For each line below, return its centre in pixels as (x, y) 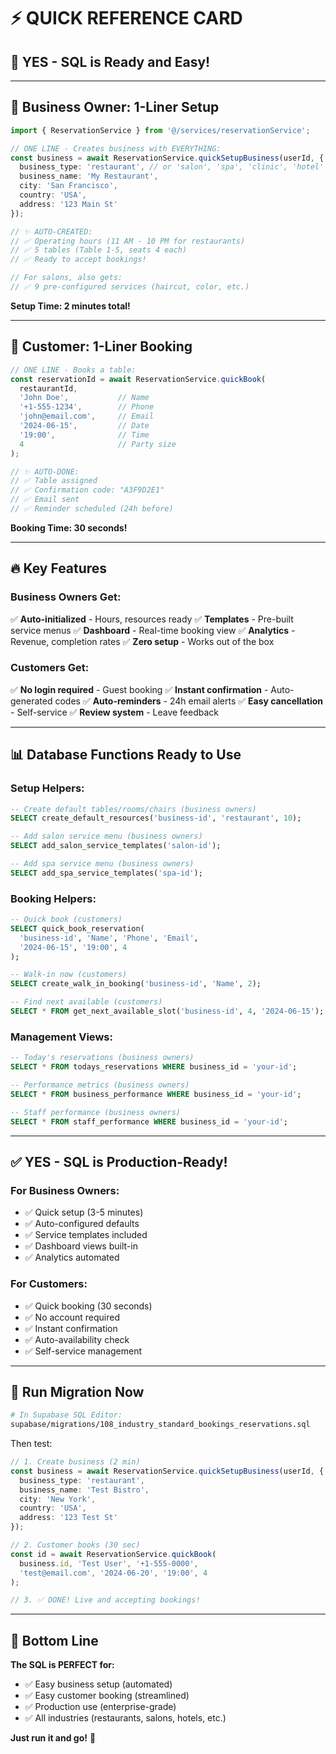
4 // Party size (98, 444)
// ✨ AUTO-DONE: (45, 471)
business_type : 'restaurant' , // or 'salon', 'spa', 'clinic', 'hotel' (172, 167)
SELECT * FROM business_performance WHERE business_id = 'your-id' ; (156, 1094)
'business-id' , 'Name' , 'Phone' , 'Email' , (109, 938)
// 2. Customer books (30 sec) (75, 1545)
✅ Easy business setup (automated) (98, 1684)
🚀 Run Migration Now (77, 1391)
